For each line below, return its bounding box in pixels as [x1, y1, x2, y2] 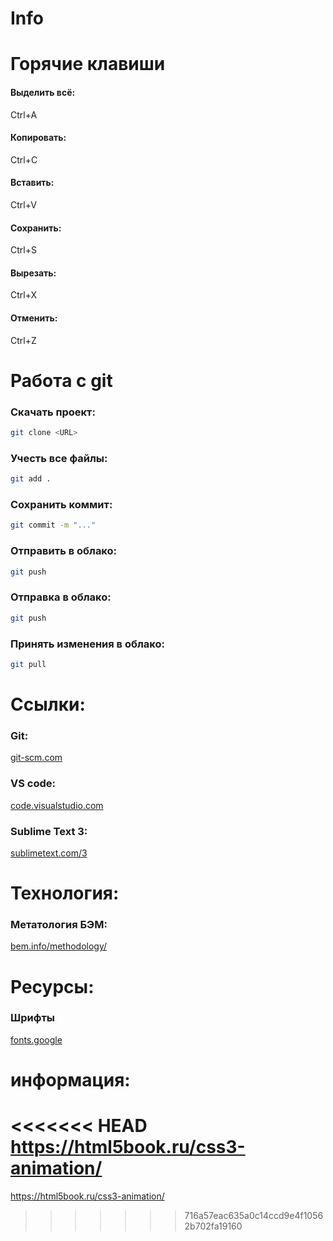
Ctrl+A [10, 108, 38, 121]
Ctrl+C [10, 153, 38, 166]
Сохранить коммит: [10, 498, 113, 512]
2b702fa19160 [184, 1220, 243, 1232]
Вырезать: [10, 267, 57, 279]
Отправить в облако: [10, 544, 118, 558]
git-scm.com [10, 752, 63, 764]
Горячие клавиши [10, 53, 166, 76]
